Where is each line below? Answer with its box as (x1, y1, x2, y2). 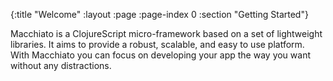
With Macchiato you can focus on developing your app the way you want (10, 49, 312, 61)
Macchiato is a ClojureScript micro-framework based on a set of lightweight (10, 28, 323, 39)
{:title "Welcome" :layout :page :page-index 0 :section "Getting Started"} (10, 9, 309, 20)
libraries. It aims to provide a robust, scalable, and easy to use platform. (10, 39, 305, 50)
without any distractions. (10, 60, 112, 71)
